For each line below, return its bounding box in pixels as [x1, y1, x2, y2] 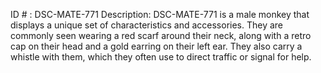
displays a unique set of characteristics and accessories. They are [10, 19, 284, 31]
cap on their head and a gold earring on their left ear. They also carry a [10, 40, 303, 52]
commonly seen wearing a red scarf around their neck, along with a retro [10, 30, 312, 41]
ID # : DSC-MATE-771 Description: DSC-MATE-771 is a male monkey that [10, 9, 310, 20]
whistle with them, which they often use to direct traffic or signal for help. [10, 51, 312, 63]
